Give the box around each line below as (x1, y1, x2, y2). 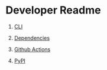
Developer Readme (5, 4, 101, 17)
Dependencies (14, 34, 50, 41)
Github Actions (14, 45, 51, 53)
